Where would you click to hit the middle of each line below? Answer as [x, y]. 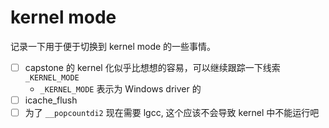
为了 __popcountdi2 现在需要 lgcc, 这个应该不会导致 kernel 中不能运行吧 [172, 113]
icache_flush [51, 100]
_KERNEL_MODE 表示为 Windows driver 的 [120, 89]
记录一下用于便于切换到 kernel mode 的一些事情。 [113, 46]
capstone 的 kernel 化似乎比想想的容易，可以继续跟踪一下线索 [152, 67]
